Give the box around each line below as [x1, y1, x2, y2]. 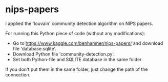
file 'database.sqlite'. [12, 45, 57, 51]
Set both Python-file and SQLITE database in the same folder [12, 56, 142, 62]
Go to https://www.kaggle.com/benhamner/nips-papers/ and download [12, 40, 163, 46]
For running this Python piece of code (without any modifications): [5, 30, 145, 36]
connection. [5, 71, 31, 77]
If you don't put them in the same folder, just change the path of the [5, 66, 148, 72]
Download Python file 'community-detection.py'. [12, 51, 115, 57]
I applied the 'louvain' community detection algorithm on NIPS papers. [5, 20, 154, 26]
